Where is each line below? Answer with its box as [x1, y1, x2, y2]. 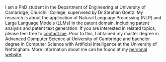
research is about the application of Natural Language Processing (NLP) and [5, 15, 162, 20]
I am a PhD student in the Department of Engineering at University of [5, 4, 146, 10]
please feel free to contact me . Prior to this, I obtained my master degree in [5, 31, 159, 36]
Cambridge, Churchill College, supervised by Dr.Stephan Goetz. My [5, 9, 143, 15]
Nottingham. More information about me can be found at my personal [5, 47, 148, 52]
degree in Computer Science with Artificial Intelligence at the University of [5, 41, 157, 47]
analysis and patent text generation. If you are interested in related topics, [5, 25, 157, 31]
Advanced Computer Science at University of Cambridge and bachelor [5, 36, 150, 42]
